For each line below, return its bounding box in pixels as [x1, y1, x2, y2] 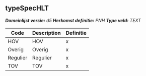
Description [32, 29, 61, 36]
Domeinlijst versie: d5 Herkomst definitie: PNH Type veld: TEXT [5, 17, 141, 23]
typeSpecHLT [5, 4, 49, 13]
